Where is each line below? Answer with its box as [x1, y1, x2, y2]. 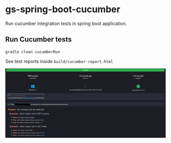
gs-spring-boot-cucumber [5, 4, 121, 15]
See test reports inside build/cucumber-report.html [5, 58, 113, 64]
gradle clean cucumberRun [5, 49, 60, 54]
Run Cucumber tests [5, 35, 72, 44]
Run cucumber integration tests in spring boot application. [5, 20, 127, 26]
